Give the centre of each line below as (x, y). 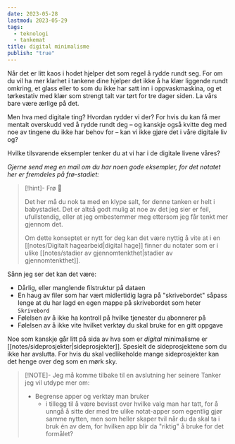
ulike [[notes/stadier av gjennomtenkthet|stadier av (99, 253)
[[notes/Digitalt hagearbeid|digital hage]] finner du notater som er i (121, 245)
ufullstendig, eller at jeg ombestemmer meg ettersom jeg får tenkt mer (126, 217)
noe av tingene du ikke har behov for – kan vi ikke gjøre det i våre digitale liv (117, 132)
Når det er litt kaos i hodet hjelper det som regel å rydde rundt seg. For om (115, 73)
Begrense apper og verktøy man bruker (92, 396)
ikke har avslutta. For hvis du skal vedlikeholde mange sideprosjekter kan (113, 354)
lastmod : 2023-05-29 (38, 20)
